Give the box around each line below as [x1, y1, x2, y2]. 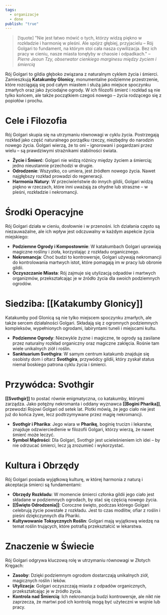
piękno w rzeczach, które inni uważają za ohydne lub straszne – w [12, 184, 148, 190]
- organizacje [9, 12, 39, 17]
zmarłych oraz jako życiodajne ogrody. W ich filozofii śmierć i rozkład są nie [5, 87, 161, 93]
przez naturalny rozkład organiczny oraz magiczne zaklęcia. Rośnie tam [12, 340, 160, 346]
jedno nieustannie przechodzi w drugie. [12, 163, 94, 169]
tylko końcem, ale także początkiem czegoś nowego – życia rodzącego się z [5, 92, 162, 98]
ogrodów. [12, 281, 32, 287]
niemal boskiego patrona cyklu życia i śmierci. [12, 362, 107, 368]
